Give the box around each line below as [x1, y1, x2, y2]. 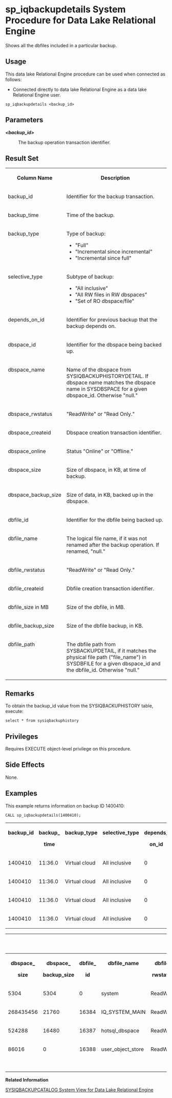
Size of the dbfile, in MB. [66, 604, 125, 611]
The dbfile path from [66, 641, 116, 648]
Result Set [5, 154, 39, 163]
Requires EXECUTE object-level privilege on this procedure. [5, 746, 132, 752]
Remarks [5, 689, 35, 698]
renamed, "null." [66, 548, 106, 555]
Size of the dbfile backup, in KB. [66, 622, 143, 629]
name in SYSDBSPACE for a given [66, 386, 147, 393]
